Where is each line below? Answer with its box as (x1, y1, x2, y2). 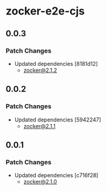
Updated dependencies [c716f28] (14, 172, 99, 179)
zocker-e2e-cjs (5, 4, 85, 18)
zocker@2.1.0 (23, 178, 57, 186)
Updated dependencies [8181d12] (14, 60, 98, 67)
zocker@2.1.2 (23, 66, 57, 74)
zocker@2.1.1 (23, 122, 56, 129)
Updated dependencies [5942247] (14, 116, 102, 123)
